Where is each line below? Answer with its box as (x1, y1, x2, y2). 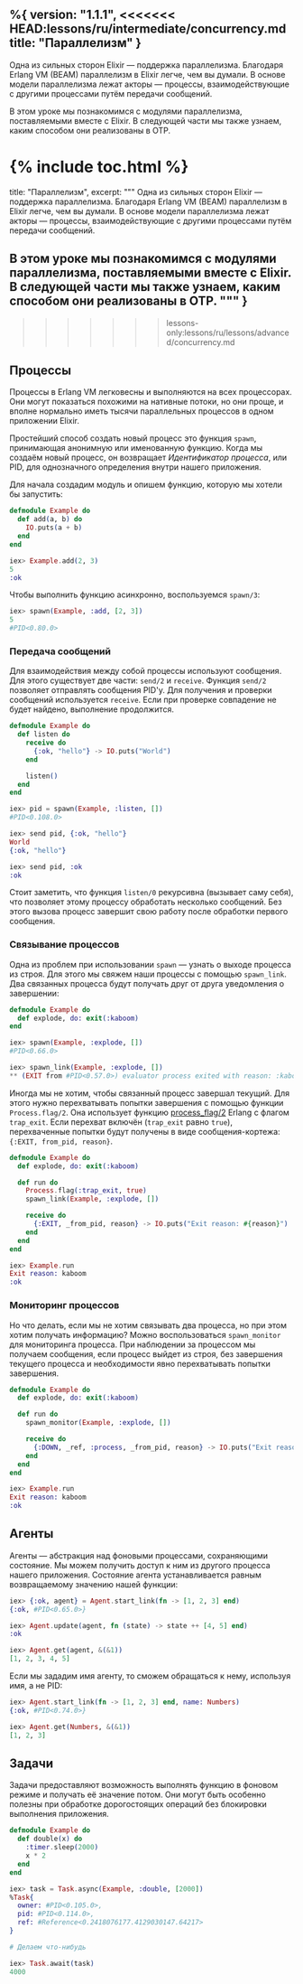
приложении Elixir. (9, 416, 79, 426)
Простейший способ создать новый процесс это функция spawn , (9, 433, 257, 444)
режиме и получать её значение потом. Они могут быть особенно (9, 1789, 266, 1801)
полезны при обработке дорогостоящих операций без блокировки (9, 1799, 268, 1810)
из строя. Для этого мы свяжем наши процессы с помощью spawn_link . (9, 969, 287, 979)
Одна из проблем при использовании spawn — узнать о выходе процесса (9, 959, 291, 969)
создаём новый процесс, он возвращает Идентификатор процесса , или (9, 452, 288, 463)
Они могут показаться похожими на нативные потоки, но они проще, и (9, 397, 284, 407)
